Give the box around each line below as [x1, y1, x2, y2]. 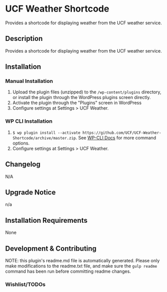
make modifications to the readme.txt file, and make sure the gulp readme [5, 263, 157, 269]
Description [5, 34, 43, 43]
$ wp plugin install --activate [12, 130, 80, 135]
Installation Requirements [5, 216, 88, 225]
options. [12, 140, 30, 146]
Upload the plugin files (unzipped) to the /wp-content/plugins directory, [12, 89, 162, 95]
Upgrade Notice [5, 188, 56, 197]
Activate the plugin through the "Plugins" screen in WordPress [12, 100, 142, 106]
